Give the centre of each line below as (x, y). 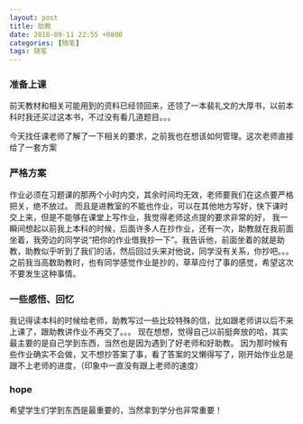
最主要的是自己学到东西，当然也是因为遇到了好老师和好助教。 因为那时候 (145, 343)
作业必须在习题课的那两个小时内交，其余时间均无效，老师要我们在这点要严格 (151, 194)
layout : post (34, 18)
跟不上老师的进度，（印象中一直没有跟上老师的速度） (106, 365)
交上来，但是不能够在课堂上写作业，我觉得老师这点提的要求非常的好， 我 (145, 217)
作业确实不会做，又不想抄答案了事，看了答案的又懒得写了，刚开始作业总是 (155, 355)
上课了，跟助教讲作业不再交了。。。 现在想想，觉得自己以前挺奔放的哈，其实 (149, 332)
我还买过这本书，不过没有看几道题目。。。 (100, 117)
